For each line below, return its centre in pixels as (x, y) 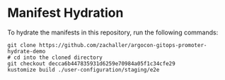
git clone (22, 45)
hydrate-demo (27, 51)
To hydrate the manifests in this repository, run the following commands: (113, 32)
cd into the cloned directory (58, 58)
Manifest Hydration (65, 13)
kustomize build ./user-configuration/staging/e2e (83, 69)
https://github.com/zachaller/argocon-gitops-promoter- (123, 45)
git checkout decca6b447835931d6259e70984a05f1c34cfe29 (91, 64)
